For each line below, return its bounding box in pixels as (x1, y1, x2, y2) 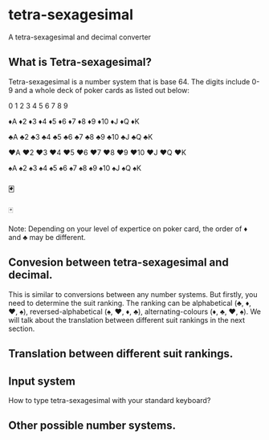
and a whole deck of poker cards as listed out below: (14, 85, 190, 95)
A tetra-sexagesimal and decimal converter (8, 32, 151, 42)
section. (8, 324, 35, 333)
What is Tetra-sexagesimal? (8, 55, 153, 69)
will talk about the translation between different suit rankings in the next (8, 315, 246, 324)
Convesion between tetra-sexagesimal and (8, 255, 229, 270)
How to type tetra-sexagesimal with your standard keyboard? (8, 396, 211, 405)
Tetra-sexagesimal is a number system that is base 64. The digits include (8, 76, 251, 86)
